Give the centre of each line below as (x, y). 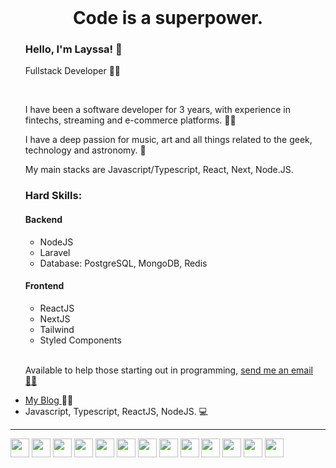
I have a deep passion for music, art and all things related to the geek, (168, 140)
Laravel (55, 252)
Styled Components (80, 340)
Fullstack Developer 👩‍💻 (73, 71)
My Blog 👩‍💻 (49, 400)
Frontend (44, 286)
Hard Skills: (53, 196)
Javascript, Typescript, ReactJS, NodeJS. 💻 (116, 411)
